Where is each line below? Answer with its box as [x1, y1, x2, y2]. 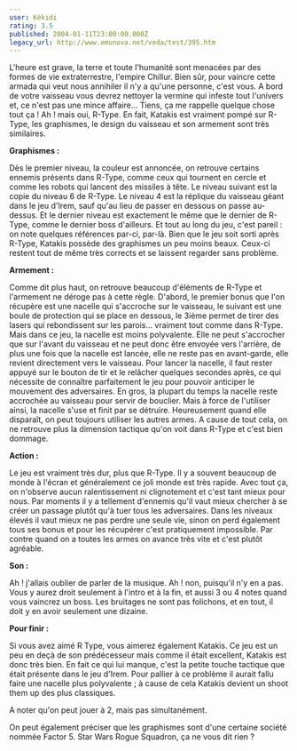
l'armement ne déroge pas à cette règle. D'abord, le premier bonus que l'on [9, 292, 285, 302]
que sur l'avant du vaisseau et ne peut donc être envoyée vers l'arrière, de [9, 339, 282, 349]
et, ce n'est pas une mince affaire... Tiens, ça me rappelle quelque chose [9, 100, 276, 111]
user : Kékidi [9, 12, 58, 22]
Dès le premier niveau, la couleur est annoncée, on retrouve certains [9, 163, 260, 173]
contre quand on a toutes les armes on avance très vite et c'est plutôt [9, 534, 263, 545]
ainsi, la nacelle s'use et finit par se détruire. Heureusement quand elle [9, 405, 267, 416]
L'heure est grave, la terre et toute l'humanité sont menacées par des [9, 62, 262, 73]
